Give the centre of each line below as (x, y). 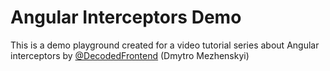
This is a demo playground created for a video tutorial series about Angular (165, 45)
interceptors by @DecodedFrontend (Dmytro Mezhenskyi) (130, 55)
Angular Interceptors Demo (126, 17)
